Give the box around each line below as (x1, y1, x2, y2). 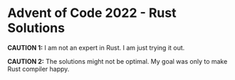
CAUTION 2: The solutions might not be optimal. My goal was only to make (7, 57, 228, 65)
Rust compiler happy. (7, 64, 70, 73)
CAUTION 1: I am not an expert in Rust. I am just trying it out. (7, 43, 185, 52)
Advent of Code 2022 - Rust (7, 5, 177, 21)
